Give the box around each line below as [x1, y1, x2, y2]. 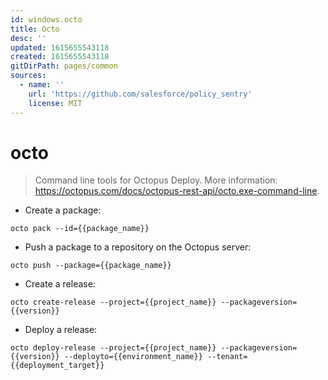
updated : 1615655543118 [10, 42, 110, 53]
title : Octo [10, 24, 60, 34]
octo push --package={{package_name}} [10, 261, 172, 271]
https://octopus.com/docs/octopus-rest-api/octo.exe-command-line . [34, 185, 320, 197]
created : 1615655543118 [10, 52, 110, 62]
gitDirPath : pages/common [10, 61, 118, 71]
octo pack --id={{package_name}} [10, 224, 150, 234]
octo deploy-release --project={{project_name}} [10, 343, 217, 353]
